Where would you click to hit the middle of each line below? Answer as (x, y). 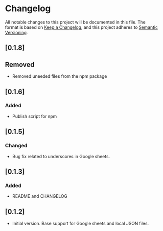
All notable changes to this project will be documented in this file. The (75, 22)
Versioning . (17, 32)
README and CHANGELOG (40, 196)
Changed (16, 146)
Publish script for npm (35, 116)
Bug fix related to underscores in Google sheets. (61, 156)
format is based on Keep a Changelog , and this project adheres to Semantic (81, 27)
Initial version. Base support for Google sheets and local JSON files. (81, 224)
